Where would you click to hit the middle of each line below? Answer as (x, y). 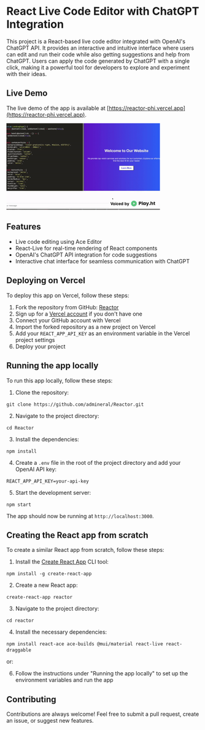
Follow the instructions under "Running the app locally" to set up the (102, 674)
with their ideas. (27, 74)
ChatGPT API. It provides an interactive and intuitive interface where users (100, 48)
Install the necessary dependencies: (61, 632)
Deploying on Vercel (46, 281)
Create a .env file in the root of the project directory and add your (98, 462)
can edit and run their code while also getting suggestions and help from (98, 54)
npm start (19, 505)
